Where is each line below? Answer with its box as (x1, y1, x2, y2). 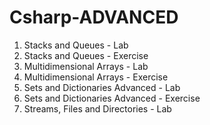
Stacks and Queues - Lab (23, 39, 129, 51)
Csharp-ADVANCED (9, 6, 179, 29)
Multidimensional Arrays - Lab (23, 60, 149, 72)
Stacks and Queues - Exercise (23, 49, 149, 61)
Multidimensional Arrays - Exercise (23, 71, 169, 83)
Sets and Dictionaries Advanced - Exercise (23, 92, 201, 104)
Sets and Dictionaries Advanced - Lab (23, 81, 181, 93)
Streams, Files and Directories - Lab (23, 102, 172, 115)
